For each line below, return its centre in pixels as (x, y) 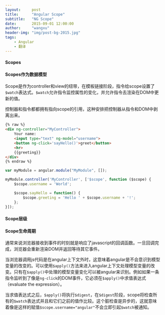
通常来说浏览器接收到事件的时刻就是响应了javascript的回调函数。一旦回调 (80, 243)
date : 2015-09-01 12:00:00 (40, 24)
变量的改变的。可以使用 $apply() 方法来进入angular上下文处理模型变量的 (78, 266)
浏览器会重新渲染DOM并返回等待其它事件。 (58, 249)
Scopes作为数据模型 (26, 74)
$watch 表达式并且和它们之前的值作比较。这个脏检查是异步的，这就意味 (85, 301)
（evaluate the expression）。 (35, 284)
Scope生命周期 (21, 231)
